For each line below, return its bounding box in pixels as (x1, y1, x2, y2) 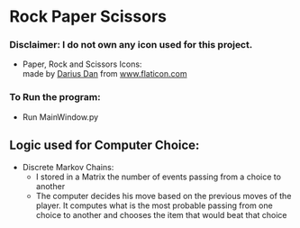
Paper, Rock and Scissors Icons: (22, 59, 142, 69)
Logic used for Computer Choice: (9, 138, 200, 153)
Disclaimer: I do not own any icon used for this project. (9, 39, 253, 51)
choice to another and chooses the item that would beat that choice (35, 209, 287, 220)
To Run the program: (9, 91, 101, 104)
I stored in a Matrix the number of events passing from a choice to (35, 171, 282, 182)
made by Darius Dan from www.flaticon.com (22, 68, 187, 79)
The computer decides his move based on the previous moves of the (35, 190, 292, 201)
